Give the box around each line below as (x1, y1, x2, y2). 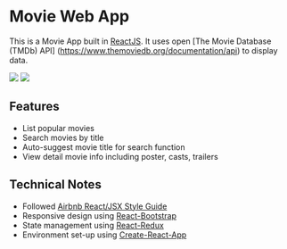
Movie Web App (9, 6, 130, 27)
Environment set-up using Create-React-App (21, 229, 187, 240)
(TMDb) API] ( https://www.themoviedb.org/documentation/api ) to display (9, 45, 278, 55)
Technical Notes (9, 177, 102, 193)
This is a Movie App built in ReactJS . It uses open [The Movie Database (9, 36, 272, 46)
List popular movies (21, 122, 95, 133)
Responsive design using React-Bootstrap (21, 210, 176, 220)
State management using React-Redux (21, 220, 165, 230)
